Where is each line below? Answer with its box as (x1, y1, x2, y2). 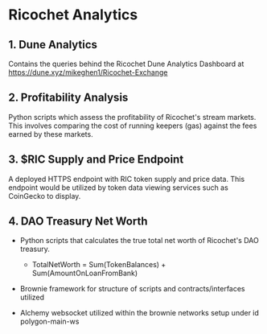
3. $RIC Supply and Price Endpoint (8, 153, 184, 167)
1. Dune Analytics (8, 38, 98, 52)
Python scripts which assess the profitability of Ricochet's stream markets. (8, 112, 257, 122)
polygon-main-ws (19, 316, 80, 327)
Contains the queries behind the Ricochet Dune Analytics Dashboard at (8, 59, 244, 68)
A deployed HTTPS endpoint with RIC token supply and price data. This (8, 174, 245, 183)
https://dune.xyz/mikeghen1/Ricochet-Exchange (8, 68, 168, 77)
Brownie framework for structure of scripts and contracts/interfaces (19, 284, 245, 294)
